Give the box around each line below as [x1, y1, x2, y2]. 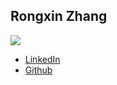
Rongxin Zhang [10, 8, 108, 25]
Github [24, 64, 53, 76]
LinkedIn [24, 53, 61, 65]
